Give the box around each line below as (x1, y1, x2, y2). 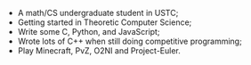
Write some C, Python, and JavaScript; (17, 27, 160, 37)
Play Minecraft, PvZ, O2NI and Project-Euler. (17, 45, 181, 56)
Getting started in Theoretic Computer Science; (17, 17, 192, 28)
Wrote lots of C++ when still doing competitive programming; (17, 36, 242, 46)
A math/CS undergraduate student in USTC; (17, 8, 179, 18)
